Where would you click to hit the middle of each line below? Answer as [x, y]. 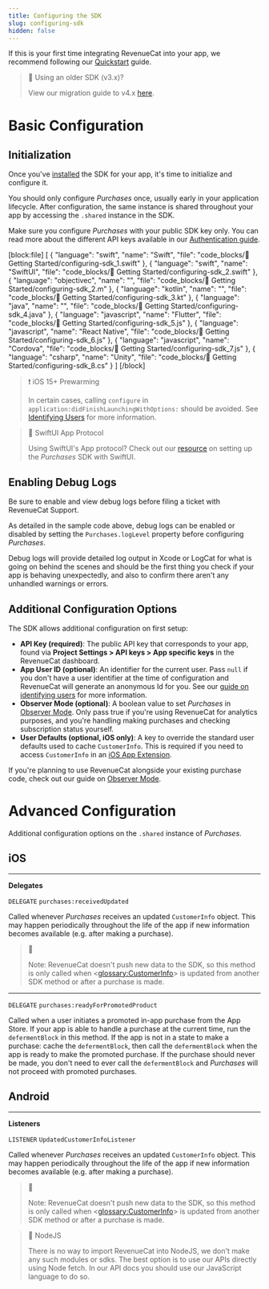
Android [29, 1097]
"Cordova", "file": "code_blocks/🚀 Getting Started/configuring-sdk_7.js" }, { [132, 349]
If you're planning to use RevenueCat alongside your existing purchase [125, 770]
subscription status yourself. [67, 729]
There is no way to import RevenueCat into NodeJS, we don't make [139, 1250]
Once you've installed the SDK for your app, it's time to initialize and [120, 174]
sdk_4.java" [27, 314]
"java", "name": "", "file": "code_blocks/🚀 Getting [89, 306]
